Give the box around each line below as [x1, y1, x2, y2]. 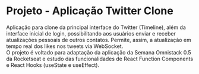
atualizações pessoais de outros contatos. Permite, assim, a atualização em [6, 36, 192, 43]
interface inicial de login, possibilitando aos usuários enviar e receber [6, 30, 176, 37]
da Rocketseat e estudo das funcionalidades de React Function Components [6, 55, 194, 62]
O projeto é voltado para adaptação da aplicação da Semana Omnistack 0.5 [6, 49, 191, 56]
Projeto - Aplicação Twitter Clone [6, 4, 173, 18]
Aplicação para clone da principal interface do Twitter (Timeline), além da [6, 24, 186, 31]
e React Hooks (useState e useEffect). [6, 61, 100, 69]
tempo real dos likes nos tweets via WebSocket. [6, 43, 124, 50]
